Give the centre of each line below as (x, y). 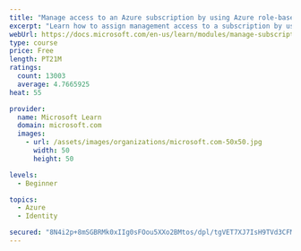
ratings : (26, 68)
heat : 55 (26, 92)
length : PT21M (36, 59)
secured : (26, 233)
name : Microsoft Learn (60, 117)
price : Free (31, 51)
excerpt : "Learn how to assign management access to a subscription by (146, 26)
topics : (24, 199)
